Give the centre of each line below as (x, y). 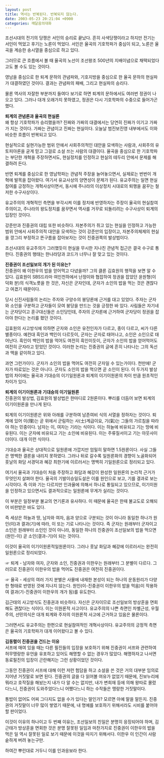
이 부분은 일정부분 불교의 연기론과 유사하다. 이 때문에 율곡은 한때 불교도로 (75, 501)
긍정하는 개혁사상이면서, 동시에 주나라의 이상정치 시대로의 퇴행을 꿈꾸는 (86, 186)
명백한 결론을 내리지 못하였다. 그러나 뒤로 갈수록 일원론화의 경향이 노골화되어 (83, 456)
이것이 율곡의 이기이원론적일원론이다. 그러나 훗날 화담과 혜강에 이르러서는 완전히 (82, 547)
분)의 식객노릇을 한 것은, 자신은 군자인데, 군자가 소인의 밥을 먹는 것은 (79, 283)
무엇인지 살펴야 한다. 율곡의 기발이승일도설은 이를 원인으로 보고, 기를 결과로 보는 (82, 479)
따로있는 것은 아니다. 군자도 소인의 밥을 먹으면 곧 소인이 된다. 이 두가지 (81, 369)
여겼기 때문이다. (25, 289)
